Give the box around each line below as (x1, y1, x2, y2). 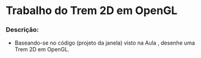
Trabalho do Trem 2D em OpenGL (5, 4, 178, 18)
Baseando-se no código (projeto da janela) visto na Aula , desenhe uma (14, 39, 196, 46)
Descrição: (5, 26, 39, 34)
